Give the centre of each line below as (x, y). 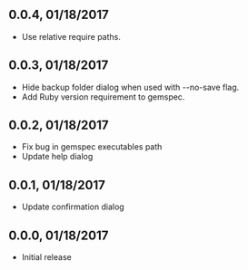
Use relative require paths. (71, 36)
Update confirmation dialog (73, 207)
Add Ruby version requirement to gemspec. (103, 96)
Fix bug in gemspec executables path (92, 147)
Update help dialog (57, 157)
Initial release (46, 257)
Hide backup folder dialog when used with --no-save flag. (130, 87)
